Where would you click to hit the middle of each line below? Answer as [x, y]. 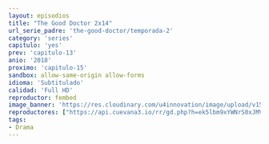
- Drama [21, 127]
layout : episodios [39, 16]
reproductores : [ [37, 113]
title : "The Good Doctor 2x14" [60, 23]
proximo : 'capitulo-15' [48, 68]
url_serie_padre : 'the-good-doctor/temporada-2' [91, 30]
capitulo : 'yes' [35, 46]
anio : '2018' [30, 61]
